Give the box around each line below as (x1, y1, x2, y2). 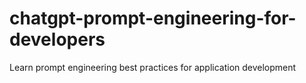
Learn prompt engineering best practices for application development (9, 61, 297, 73)
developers (9, 28, 106, 51)
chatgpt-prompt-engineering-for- (9, 7, 297, 30)
